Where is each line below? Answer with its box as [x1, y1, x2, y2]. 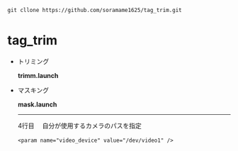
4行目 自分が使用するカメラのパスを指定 [17, 121, 142, 130]
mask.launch [17, 100, 57, 108]
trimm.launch [17, 71, 59, 79]
